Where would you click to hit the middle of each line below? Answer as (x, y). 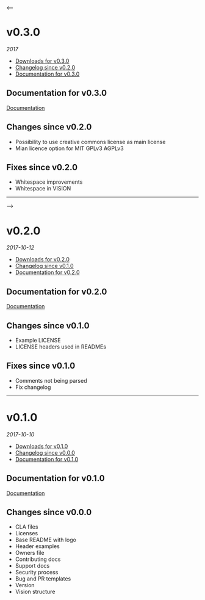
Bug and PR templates (43, 579)
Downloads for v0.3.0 (42, 61)
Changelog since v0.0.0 (45, 452)
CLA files (27, 527)
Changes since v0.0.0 (49, 512)
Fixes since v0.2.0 (42, 167)
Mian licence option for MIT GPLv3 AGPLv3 (69, 148)
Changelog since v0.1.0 (45, 266)
